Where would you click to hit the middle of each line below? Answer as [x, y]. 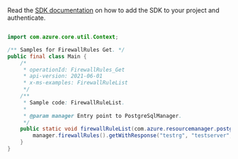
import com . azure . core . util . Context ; [63, 37]
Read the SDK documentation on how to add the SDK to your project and [113, 10]
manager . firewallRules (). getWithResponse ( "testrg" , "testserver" [131, 136]
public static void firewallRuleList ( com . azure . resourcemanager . [119, 129]
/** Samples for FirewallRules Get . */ [66, 50]
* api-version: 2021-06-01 [63, 76]
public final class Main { [47, 56]
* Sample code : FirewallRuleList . [74, 102]
